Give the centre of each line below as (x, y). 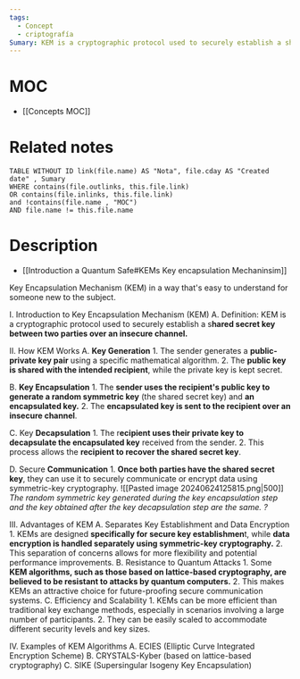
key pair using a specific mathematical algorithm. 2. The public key (162, 360)
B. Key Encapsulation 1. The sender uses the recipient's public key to (140, 387)
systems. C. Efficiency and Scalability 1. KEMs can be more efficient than (143, 600)
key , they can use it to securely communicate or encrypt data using (133, 479)
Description (54, 246)
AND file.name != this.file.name (71, 211)
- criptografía (46, 34)
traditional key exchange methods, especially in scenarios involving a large (147, 610)
